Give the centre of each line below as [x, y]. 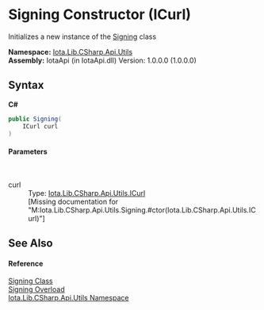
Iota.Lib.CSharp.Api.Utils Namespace [69, 298]
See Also [31, 243]
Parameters [28, 151]
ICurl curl [40, 126]
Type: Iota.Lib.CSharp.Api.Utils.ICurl [87, 193]
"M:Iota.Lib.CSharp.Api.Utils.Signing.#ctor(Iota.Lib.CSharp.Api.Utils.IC [142, 210]
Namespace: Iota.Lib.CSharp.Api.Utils [71, 52]
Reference [26, 263]
